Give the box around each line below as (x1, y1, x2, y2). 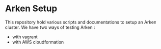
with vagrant (12, 34, 38, 40)
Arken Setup (5, 3, 57, 14)
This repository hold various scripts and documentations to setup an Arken (5, 19, 157, 25)
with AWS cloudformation (12, 39, 64, 45)
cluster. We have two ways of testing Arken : (5, 24, 95, 30)
